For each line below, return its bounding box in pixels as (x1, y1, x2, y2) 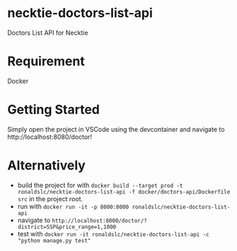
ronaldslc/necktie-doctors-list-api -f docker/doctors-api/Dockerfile (17, 188, 231, 196)
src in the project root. (17, 194, 83, 203)
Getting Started (7, 101, 100, 118)
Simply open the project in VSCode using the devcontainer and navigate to (7, 125, 225, 133)
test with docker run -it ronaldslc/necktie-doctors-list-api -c (17, 229, 210, 238)
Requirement (7, 53, 85, 69)
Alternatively (7, 157, 86, 173)
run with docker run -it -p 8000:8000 (17, 202, 129, 211)
